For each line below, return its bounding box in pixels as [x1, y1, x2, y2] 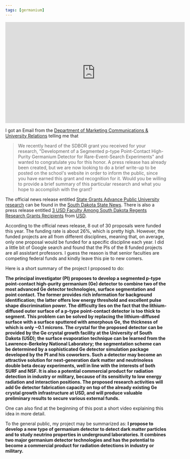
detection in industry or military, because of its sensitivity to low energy [5, 373, 162, 379]
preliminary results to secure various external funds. [5, 395, 120, 401]
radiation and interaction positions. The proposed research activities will [5, 378, 163, 385]
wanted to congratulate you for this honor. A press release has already [17, 159, 166, 165]
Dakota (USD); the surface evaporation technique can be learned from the [5, 335, 166, 341]
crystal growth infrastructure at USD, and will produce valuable [5, 390, 142, 396]
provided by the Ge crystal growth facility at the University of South [5, 330, 153, 336]
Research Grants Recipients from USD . [5, 213, 87, 219]
